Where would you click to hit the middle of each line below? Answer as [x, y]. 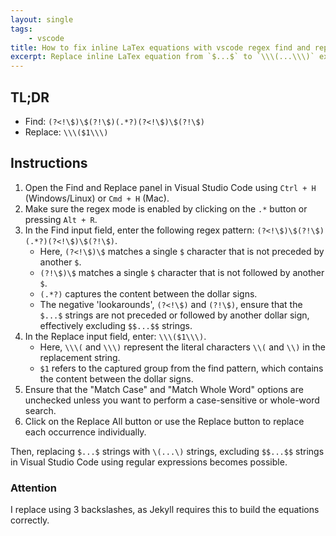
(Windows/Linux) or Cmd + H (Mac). [97, 198]
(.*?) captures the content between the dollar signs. [148, 293]
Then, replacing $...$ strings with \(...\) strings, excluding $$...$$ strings [167, 451]
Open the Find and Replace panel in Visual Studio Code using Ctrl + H [170, 187]
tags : [21, 29]
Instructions [49, 163]
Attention [33, 488]
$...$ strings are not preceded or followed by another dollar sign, [174, 315]
